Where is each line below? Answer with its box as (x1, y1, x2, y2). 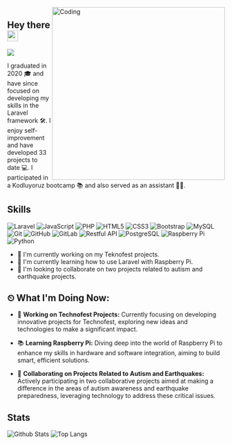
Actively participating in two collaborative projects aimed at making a (17, 377, 214, 386)
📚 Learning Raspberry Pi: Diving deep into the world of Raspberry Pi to (17, 339, 223, 348)
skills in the (7, 101, 39, 109)
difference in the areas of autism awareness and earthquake (17, 384, 188, 392)
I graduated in (7, 61, 47, 70)
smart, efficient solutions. (17, 356, 90, 365)
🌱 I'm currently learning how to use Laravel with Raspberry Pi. (17, 257, 193, 265)
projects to (7, 155, 38, 164)
